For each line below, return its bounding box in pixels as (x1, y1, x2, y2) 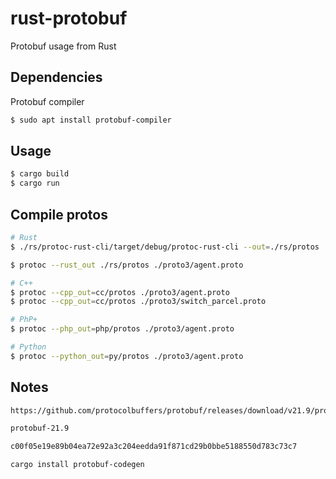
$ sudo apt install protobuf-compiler (10, 115, 172, 125)
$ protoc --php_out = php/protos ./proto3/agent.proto (10, 324, 235, 334)
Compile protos (10, 206, 108, 223)
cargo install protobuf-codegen (10, 460, 145, 470)
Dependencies (10, 69, 103, 86)
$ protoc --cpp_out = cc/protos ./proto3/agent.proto (10, 287, 230, 297)
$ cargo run (10, 178, 60, 189)
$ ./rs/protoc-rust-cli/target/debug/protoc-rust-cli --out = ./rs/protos (10, 242, 320, 252)
